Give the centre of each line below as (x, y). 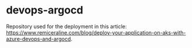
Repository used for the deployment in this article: (67, 26)
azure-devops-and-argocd (38, 39)
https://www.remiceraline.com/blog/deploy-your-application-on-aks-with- (96, 32)
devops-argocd (45, 10)
